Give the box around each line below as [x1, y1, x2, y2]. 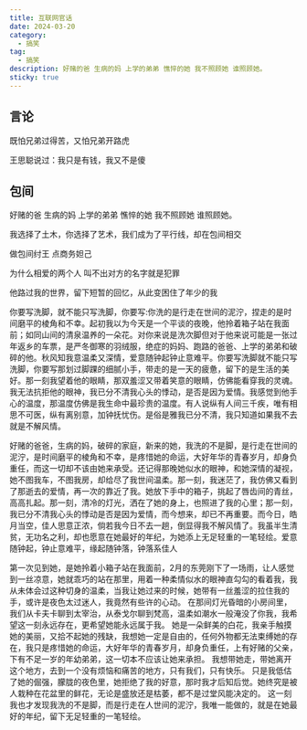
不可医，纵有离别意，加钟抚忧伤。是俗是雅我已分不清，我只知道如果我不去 [16, 409, 298, 420]
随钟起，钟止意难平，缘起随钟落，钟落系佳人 [9, 543, 178, 554]
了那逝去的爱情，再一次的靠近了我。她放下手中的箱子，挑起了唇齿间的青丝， [9, 486, 298, 497]
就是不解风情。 [9, 421, 66, 432]
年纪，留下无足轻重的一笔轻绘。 [25, 711, 146, 722]
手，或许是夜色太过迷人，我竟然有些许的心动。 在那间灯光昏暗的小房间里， [9, 597, 292, 608]
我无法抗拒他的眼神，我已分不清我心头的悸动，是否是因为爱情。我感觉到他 [9, 386, 290, 397]
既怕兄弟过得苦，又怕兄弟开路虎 [9, 134, 130, 146]
